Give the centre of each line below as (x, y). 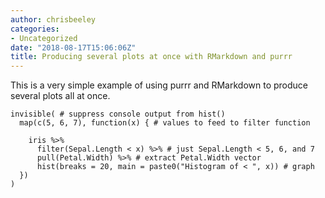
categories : (35, 29)
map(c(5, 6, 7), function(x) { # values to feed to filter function (165, 123)
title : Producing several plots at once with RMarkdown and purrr (151, 57)
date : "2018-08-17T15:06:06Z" (73, 47)
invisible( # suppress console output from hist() (118, 114)
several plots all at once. (60, 96)
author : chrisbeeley (53, 19)
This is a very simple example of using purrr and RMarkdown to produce (159, 85)
